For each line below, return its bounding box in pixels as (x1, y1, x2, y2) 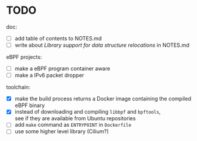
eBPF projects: (6, 54, 42, 61)
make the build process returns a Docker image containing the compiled (14, 95, 192, 102)
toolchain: (6, 84, 31, 91)
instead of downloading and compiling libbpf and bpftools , (14, 108, 161, 115)
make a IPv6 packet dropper (14, 72, 84, 79)
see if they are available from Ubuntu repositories (14, 115, 136, 122)
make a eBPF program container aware (14, 65, 111, 72)
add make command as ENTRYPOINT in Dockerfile (14, 121, 132, 129)
